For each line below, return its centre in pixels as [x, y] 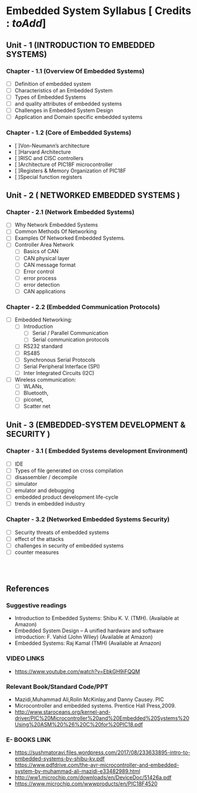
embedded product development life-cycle [66, 497]
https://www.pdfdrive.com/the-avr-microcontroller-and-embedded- [97, 765]
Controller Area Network [44, 245]
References [28, 589]
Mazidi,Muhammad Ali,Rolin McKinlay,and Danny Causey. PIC [89, 699]
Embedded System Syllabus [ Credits [99, 11]
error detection [41, 284]
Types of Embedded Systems [50, 97]
